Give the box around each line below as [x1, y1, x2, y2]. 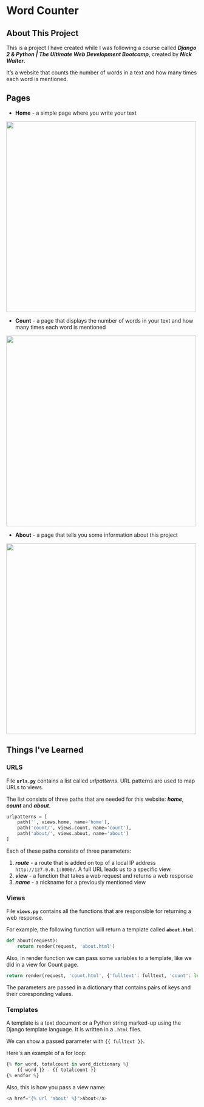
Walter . [6, 57, 25, 64]
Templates [6, 1005, 38, 1014]
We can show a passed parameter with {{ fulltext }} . [6, 1037, 145, 1045]
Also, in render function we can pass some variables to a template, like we [6, 954, 192, 961]
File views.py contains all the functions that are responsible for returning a [6, 908, 191, 915]
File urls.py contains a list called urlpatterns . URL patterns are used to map [6, 777, 195, 784]
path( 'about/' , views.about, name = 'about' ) [17, 831, 129, 837]
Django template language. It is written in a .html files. [6, 1026, 142, 1033]
